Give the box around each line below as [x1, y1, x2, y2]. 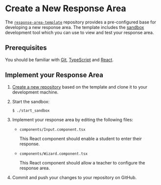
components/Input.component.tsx [19, 127, 86, 132]
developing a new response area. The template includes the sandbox [5, 24, 144, 30]
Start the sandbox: [12, 98, 50, 104]
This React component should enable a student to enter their [19, 136, 142, 141]
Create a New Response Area [5, 3, 126, 14]
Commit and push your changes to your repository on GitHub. [12, 174, 137, 180]
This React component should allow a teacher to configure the [19, 160, 145, 165]
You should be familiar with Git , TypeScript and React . [5, 57, 114, 63]
